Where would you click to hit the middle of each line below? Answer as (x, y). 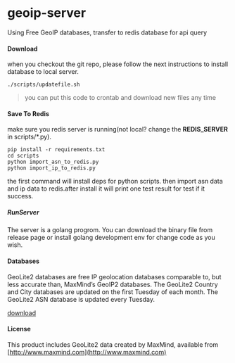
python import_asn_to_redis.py (53, 162)
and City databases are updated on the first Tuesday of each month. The (113, 292)
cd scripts (23, 156)
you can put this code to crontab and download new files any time (120, 98)
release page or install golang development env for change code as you (112, 238)
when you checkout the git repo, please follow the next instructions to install (118, 64)
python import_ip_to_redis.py (52, 168)
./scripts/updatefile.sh (44, 85)
